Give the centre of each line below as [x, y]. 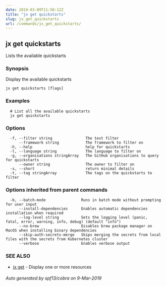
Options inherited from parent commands [57, 190]
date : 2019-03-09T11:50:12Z [35, 10]
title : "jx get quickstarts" [36, 14]
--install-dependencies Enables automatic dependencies [83, 209]
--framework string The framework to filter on [81, 143]
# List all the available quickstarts [50, 111]
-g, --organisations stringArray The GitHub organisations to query [84, 155]
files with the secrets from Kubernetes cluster [57, 239]
